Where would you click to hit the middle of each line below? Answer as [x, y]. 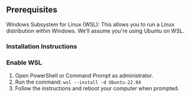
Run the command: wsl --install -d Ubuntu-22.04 [78, 82]
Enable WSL [24, 63]
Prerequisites [32, 10]
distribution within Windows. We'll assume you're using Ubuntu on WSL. [95, 31]
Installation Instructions [42, 46]
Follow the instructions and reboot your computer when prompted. [97, 88]
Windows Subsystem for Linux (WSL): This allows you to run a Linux [91, 24]
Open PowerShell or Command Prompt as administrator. [84, 76]
